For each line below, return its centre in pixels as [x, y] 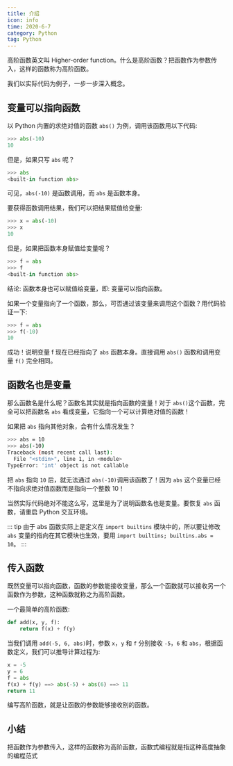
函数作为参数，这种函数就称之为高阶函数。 [68, 594]
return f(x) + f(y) [48, 629]
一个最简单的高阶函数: [39, 610]
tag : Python [24, 40]
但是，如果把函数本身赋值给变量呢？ [59, 248]
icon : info [23, 20]
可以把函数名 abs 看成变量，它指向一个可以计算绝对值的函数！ [102, 411]
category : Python [32, 33]
